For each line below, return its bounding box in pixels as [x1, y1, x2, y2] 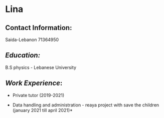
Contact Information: [5, 23, 72, 32]
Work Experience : [5, 79, 63, 87]
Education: [5, 51, 41, 59]
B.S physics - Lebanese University [5, 64, 77, 70]
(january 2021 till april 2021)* [12, 107, 73, 113]
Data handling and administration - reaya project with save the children [12, 101, 159, 108]
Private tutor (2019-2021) [12, 92, 65, 98]
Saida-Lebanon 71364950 [5, 36, 59, 42]
